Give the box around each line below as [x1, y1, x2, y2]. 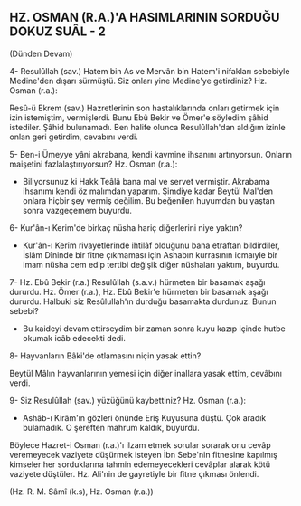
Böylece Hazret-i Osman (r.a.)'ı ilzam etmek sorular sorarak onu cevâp [9, 439, 271, 450]
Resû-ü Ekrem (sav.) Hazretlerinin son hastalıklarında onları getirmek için [9, 102, 280, 113]
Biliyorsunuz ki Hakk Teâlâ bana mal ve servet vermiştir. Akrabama [22, 176, 271, 186]
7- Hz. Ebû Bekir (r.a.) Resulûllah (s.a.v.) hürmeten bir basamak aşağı [9, 276, 266, 287]
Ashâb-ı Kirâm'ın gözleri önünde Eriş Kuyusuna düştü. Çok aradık [22, 412, 267, 423]
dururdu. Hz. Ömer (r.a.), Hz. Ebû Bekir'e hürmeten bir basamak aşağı [9, 286, 268, 297]
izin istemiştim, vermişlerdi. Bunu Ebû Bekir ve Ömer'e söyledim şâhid [9, 111, 268, 123]
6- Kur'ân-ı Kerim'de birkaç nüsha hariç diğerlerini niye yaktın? [9, 222, 243, 233]
